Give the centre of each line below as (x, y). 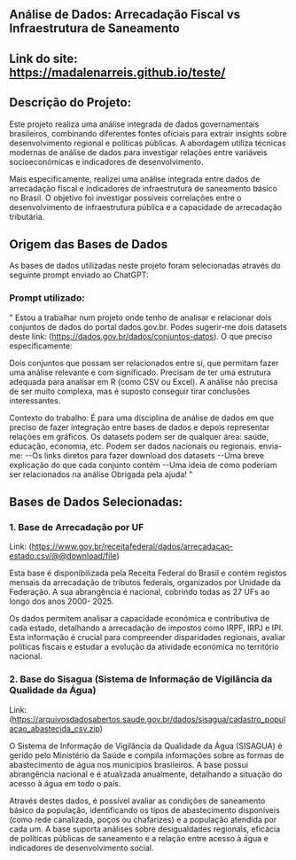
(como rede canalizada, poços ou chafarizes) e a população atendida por (143, 819)
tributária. (27, 216)
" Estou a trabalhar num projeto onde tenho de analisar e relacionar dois (140, 317)
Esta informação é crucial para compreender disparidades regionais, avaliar (148, 637)
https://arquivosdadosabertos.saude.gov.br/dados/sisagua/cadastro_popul (149, 719)
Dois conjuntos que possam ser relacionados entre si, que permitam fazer (144, 363)
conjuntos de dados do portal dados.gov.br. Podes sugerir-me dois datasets (148, 326)
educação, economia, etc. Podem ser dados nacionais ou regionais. (133, 446)
